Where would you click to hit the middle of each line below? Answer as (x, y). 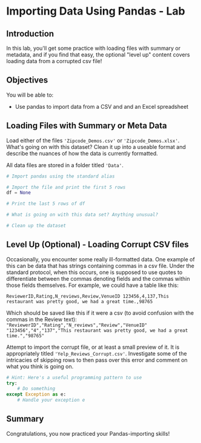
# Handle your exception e (51, 400)
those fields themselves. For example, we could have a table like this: (92, 285)
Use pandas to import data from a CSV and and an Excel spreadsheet (102, 106)
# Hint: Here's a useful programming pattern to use (74, 377)
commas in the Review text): (41, 319)
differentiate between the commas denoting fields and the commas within (98, 278)
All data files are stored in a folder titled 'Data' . (65, 165)
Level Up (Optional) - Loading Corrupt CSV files (97, 245)
